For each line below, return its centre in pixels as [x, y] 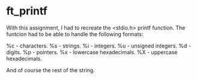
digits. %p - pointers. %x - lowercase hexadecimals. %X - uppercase [92, 52]
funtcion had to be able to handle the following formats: [75, 34]
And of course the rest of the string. [50, 70]
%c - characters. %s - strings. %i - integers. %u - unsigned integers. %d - [98, 46]
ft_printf [27, 11]
